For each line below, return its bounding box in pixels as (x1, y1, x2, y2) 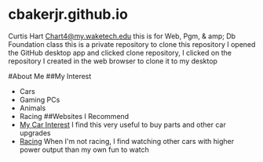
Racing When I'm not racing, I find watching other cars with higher (19, 136, 235, 146)
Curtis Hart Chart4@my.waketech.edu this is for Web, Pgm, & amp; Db (8, 31, 236, 41)
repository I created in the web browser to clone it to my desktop (8, 56, 218, 66)
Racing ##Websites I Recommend (19, 111, 130, 121)
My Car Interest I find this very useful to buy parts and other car (19, 120, 226, 129)
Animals (19, 103, 46, 113)
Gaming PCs (19, 95, 60, 104)
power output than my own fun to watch (19, 145, 149, 154)
